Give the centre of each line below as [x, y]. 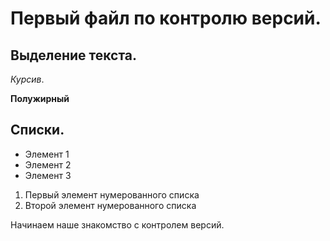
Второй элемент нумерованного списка [110, 205]
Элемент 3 [48, 175]
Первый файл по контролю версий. [166, 18]
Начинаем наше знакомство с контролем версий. [117, 224]
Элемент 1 [47, 154]
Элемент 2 [48, 164]
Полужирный [40, 98]
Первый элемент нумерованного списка [112, 194]
